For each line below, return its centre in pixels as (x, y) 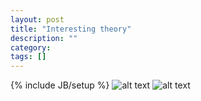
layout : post (37, 19)
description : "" (44, 38)
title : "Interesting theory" (71, 29)
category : (31, 47)
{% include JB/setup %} (60, 85)
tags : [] (28, 57)
